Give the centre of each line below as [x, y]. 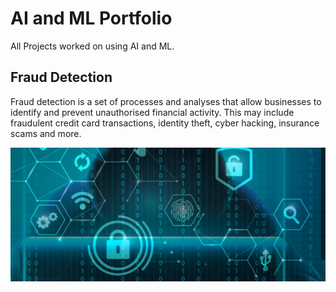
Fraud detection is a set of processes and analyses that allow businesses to [166, 101]
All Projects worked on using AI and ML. [92, 46]
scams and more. [46, 133]
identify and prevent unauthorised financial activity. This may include [152, 112]
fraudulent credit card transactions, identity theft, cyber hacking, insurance [165, 123]
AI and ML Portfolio [91, 18]
